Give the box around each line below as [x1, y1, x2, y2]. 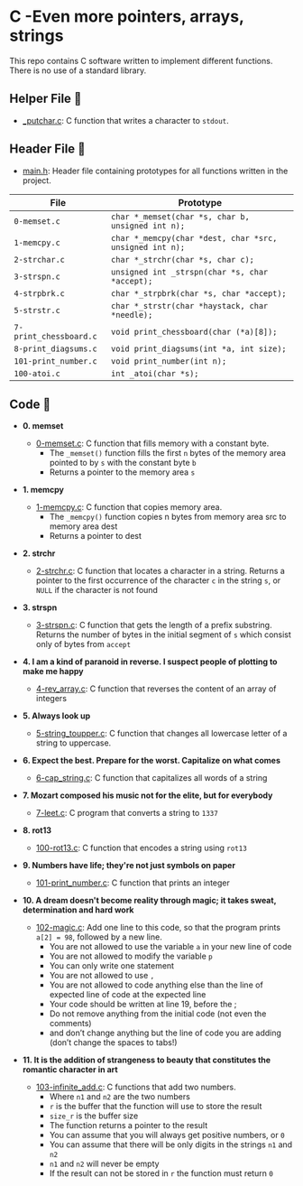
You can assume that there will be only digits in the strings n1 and [49, 1139, 293, 1150]
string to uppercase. [35, 737, 112, 748]
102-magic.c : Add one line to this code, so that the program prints [35, 922, 281, 933]
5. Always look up [22, 710, 91, 721]
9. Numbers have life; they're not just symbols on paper [22, 860, 236, 871]
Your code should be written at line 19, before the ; [49, 999, 237, 1010]
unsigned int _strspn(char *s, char [111, 266, 269, 277]
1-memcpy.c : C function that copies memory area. [35, 502, 223, 513]
